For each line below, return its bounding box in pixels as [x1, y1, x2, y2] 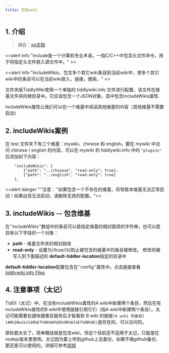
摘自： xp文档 [17, 42, 45, 48]
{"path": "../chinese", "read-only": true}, [23, 168, 119, 173]
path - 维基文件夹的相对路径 [12, 241, 72, 247]
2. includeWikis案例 [5, 126, 68, 135]
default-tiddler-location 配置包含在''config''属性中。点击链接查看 [5, 264, 141, 270]
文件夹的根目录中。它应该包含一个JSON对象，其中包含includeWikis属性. [9, 93, 160, 99]
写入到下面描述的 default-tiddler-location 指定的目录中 [12, 253, 127, 259]
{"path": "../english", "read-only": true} [23, 173, 116, 178]
